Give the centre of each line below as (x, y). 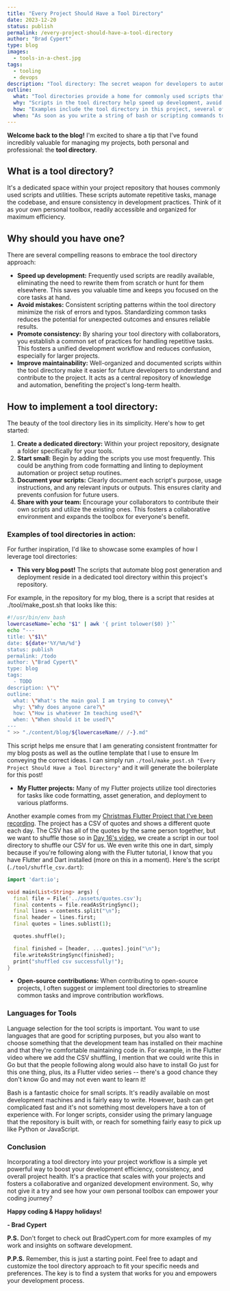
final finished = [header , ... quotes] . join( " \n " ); (87, 949)
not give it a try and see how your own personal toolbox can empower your (113, 1191)
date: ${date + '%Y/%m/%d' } (44, 643)
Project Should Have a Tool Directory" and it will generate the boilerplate (113, 767)
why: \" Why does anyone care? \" (60, 707)
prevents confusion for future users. (68, 495)
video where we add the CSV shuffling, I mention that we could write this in (113, 1057)
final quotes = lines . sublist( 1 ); (62, 924)
